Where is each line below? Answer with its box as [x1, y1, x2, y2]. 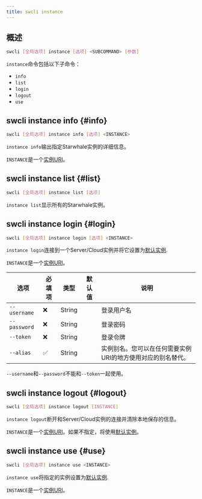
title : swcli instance [6, 8, 63, 15]
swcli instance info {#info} [6, 115, 108, 126]
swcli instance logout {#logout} [6, 388, 127, 398]
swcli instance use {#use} [6, 446, 106, 456]
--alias [9, 349, 31, 357]
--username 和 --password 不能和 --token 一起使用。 [6, 370, 127, 378]
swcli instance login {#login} [6, 219, 116, 229]
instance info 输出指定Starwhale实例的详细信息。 [6, 143, 130, 150]
